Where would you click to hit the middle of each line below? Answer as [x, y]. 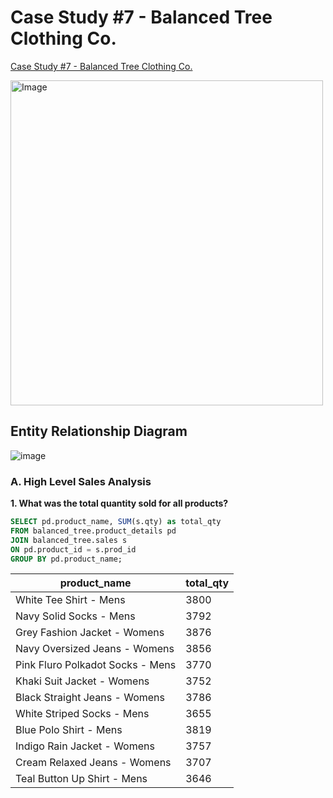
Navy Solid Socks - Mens [75, 616]
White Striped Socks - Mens [82, 714]
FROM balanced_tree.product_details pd [93, 531]
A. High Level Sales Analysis [81, 481]
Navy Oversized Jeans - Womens [95, 649]
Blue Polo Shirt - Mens [69, 730]
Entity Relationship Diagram [99, 431]
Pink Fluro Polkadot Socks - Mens [96, 665]
